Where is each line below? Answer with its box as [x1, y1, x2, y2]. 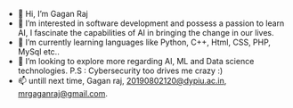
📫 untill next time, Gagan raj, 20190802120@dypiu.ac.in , [17, 76, 227, 86]
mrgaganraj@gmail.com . [17, 88, 109, 98]
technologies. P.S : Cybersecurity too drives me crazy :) [17, 65, 224, 76]
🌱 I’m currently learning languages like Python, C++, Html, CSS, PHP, [17, 37, 272, 47]
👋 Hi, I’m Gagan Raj [17, 9, 89, 19]
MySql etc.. [17, 46, 60, 57]
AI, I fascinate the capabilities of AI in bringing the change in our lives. [17, 28, 274, 37]
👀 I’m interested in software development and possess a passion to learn [17, 18, 285, 29]
